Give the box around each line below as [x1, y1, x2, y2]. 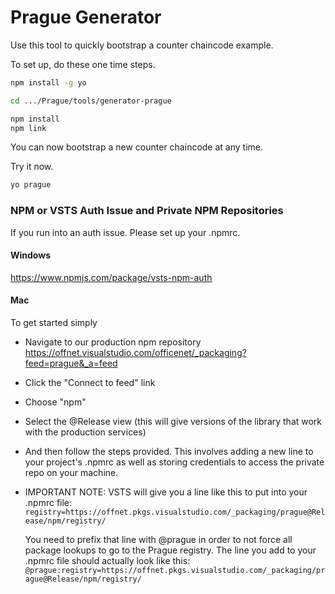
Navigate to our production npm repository [24, 336, 202, 348]
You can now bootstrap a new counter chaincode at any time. [10, 141, 264, 153]
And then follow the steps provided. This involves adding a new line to [24, 446, 314, 458]
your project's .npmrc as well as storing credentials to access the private [24, 456, 325, 468]
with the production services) [24, 426, 147, 438]
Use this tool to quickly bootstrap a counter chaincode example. [10, 39, 274, 51]
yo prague [10, 180, 52, 190]
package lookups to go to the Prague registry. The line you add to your [24, 544, 317, 556]
